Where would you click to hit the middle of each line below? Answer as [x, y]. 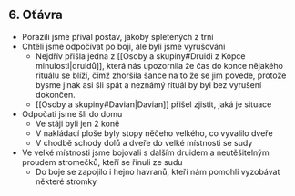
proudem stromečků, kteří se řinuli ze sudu [102, 162]
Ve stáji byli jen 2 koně [77, 123]
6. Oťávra [36, 15]
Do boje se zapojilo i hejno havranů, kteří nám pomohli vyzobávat [158, 171]
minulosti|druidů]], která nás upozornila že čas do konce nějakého [159, 65]
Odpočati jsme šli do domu [72, 113]
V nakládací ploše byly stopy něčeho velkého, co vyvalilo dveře [154, 133]
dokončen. [56, 94]
